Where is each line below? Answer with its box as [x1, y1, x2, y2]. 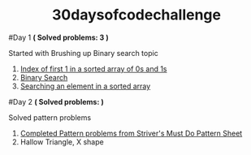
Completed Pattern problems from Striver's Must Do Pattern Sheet [19, 128, 243, 138]
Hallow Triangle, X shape [19, 136, 104, 147]
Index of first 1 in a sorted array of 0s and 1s [19, 63, 167, 74]
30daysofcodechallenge [51, 6, 222, 24]
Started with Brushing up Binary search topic [8, 48, 158, 58]
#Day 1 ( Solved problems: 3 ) [8, 32, 109, 42]
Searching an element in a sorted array [19, 81, 151, 91]
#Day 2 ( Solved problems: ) [8, 97, 104, 106]
